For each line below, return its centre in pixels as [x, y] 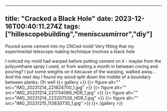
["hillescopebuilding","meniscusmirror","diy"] [79, 34]
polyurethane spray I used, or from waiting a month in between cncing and [82, 66]
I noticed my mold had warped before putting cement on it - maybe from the [83, 61]
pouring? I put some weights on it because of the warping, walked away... [81, 71]
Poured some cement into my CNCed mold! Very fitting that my [70, 46]
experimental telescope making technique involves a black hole [70, 51]
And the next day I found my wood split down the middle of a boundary [78, 77]
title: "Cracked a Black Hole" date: [59, 19]
